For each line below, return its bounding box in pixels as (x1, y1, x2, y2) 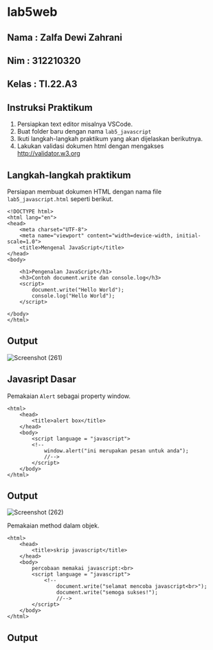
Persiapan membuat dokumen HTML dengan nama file (7, 187, 162, 196)
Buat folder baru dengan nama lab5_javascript (16, 127, 152, 136)
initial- (176, 232, 201, 239)
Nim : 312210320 (7, 54, 81, 66)
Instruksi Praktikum (7, 101, 93, 114)
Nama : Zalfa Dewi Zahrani (7, 32, 122, 43)
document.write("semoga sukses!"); (56, 589, 158, 596)
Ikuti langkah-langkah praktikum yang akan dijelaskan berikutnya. (16, 135, 203, 143)
